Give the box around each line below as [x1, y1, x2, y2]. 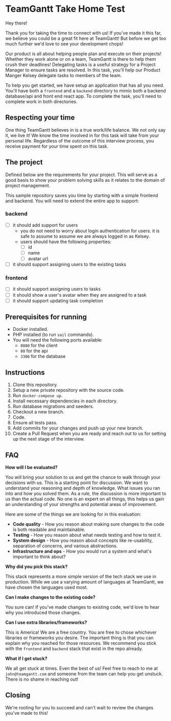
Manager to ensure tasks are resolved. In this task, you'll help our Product [5, 67, 161, 73]
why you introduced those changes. [5, 610, 81, 616]
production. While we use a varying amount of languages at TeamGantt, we [5, 579, 164, 585]
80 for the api [20, 348, 48, 354]
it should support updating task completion [12, 297, 104, 304]
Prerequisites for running [5, 313, 87, 322]
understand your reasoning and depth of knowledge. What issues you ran [5, 485, 160, 491]
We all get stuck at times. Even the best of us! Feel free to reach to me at [5, 665, 158, 671]
